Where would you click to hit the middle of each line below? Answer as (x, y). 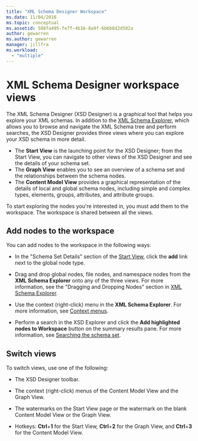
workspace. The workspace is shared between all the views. (80, 212)
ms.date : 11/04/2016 (32, 17)
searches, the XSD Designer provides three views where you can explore (95, 133)
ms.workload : (22, 50)
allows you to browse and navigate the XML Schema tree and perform (91, 126)
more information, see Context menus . (61, 311)
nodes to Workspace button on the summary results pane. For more (98, 329)
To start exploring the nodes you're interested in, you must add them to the (98, 206)
